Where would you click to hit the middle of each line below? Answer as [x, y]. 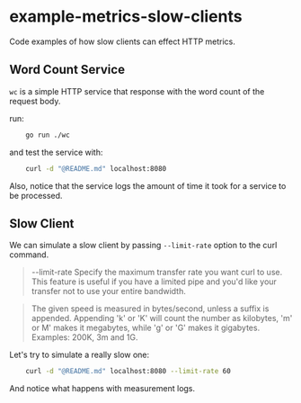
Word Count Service [67, 70]
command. [29, 255]
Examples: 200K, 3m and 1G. [84, 337]
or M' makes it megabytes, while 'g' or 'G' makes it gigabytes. [146, 328]
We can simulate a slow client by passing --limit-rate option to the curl [143, 246]
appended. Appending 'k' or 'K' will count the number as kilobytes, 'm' [162, 318]
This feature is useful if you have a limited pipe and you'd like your [154, 282]
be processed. [36, 195]
